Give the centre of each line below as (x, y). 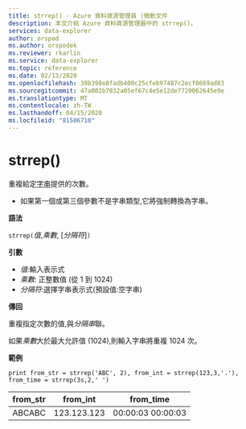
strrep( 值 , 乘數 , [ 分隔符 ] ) (49, 235)
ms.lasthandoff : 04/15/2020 (55, 113)
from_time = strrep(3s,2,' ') (59, 380)
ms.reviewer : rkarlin (45, 53)
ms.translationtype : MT (48, 98)
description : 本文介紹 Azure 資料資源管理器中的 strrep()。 (102, 23)
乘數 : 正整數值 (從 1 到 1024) (66, 279)
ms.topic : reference (43, 68)
